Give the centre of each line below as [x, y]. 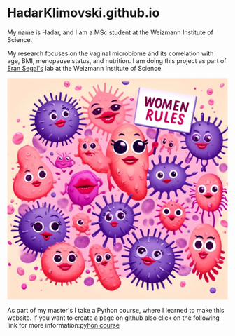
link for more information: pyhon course [64, 325]
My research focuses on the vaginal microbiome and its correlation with [111, 53]
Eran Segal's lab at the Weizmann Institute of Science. [85, 68]
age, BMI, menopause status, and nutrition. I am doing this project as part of [117, 60]
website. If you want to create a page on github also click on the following [114, 318]
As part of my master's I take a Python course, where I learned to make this [116, 310]
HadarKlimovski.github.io [84, 13]
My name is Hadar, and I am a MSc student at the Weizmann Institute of [111, 32]
